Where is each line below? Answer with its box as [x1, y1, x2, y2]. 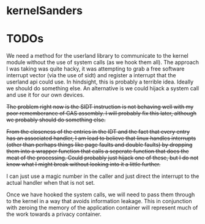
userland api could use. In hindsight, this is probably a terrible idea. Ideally [6, 78, 194, 86]
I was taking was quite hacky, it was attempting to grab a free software [6, 65, 185, 72]
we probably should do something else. [6, 116, 106, 123]
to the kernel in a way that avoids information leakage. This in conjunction [6, 198, 192, 205]
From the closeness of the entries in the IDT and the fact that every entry [6, 128, 190, 136]
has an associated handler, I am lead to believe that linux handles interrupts [6, 134, 196, 142]
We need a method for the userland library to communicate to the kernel [6, 52, 188, 60]
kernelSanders [6, 4, 83, 18]
